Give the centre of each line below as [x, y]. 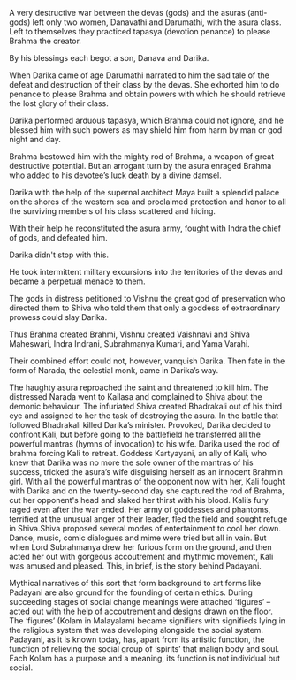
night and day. [35, 139]
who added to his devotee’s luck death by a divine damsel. [116, 175]
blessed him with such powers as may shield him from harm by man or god [146, 130]
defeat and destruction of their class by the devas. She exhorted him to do [144, 84]
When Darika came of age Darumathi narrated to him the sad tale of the [139, 75]
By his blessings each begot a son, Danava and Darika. [109, 58]
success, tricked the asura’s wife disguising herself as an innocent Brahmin [146, 472]
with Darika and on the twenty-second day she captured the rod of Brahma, [147, 491]
